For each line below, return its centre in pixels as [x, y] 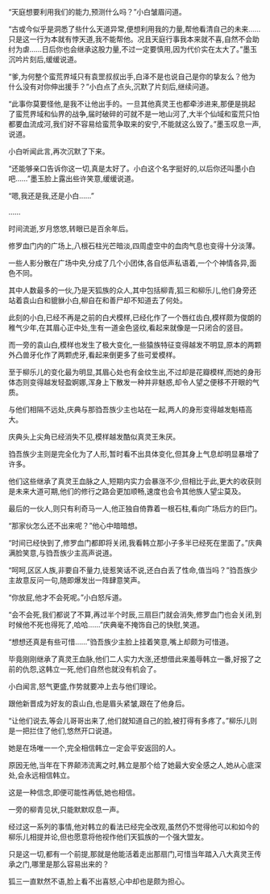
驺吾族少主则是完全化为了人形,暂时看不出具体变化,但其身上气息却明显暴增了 [134, 454]
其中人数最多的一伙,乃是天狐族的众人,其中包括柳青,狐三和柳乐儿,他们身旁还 [133, 290]
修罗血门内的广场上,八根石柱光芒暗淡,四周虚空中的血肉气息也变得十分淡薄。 [134, 246]
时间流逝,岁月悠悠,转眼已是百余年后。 [71, 228]
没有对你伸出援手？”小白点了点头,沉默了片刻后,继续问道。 [118, 86]
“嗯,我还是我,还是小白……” [51, 196]
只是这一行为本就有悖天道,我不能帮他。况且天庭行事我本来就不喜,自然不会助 [134, 39]
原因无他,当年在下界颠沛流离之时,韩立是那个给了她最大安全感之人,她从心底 [132, 765]
